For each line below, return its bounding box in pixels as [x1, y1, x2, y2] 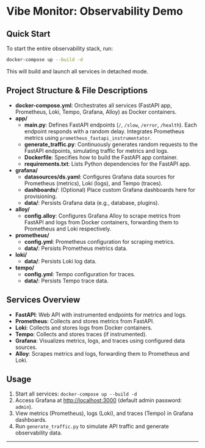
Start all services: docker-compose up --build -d [15, 390, 137, 398]
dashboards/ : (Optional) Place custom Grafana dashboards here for [24, 186, 196, 193]
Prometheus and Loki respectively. [24, 225, 112, 232]
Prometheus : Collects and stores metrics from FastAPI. [15, 317, 154, 325]
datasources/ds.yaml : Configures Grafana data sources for [24, 173, 175, 180]
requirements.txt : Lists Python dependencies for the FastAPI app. [24, 160, 191, 167]
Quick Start [6, 29, 51, 39]
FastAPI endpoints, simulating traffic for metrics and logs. [24, 147, 169, 154]
